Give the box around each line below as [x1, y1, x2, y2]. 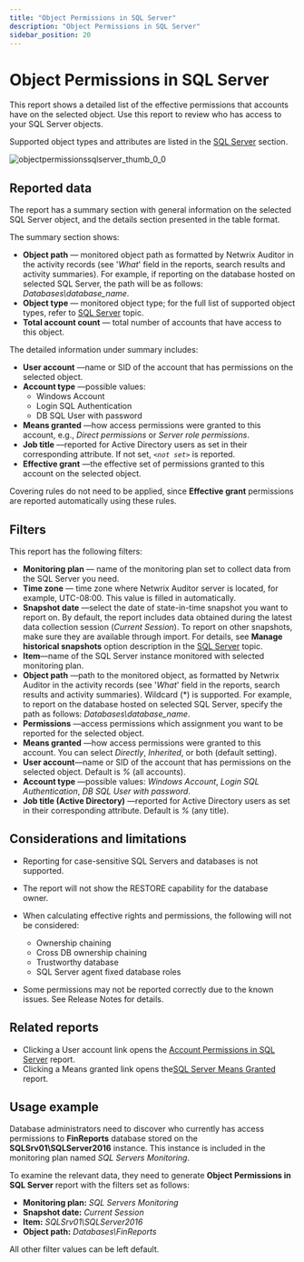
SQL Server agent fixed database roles [35, 966, 181, 977]
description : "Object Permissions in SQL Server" [9, 22, 201, 31]
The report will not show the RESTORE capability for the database [22, 883, 269, 894]
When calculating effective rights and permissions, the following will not [22, 910, 292, 921]
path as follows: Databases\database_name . [22, 708, 191, 719]
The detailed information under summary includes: [9, 345, 199, 356]
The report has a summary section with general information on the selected [9, 205, 292, 215]
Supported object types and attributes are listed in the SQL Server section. [9, 136, 289, 147]
